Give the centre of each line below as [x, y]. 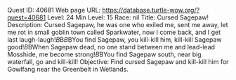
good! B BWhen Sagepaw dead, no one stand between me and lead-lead [111, 47]
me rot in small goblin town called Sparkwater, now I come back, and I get [114, 32]
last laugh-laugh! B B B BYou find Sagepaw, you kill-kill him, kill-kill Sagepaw [114, 40]
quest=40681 [27, 17]
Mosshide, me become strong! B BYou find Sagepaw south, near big [104, 54]
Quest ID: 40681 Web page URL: [54, 10]
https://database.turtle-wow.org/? [151, 10]
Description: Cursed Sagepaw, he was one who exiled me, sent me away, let [118, 25]
